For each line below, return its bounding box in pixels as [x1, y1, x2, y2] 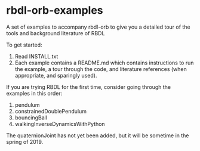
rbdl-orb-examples [6, 4, 103, 17]
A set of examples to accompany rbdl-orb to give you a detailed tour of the [6, 23, 190, 30]
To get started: [6, 41, 43, 48]
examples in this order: [6, 90, 63, 97]
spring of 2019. [6, 138, 44, 145]
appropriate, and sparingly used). [14, 72, 97, 79]
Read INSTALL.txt [14, 53, 59, 60]
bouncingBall [14, 114, 48, 121]
